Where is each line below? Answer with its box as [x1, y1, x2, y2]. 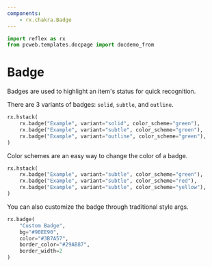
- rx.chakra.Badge [19, 16, 72, 23]
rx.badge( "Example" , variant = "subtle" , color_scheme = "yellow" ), [19, 184, 207, 191]
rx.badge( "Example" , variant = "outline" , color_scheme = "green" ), [19, 133, 207, 140]
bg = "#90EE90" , [19, 229, 59, 236]
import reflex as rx [7, 35, 66, 42]
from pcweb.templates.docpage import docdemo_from [7, 42, 155, 49]
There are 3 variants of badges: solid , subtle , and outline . [7, 101, 174, 109]
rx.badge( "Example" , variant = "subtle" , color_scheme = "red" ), [19, 177, 197, 185]
